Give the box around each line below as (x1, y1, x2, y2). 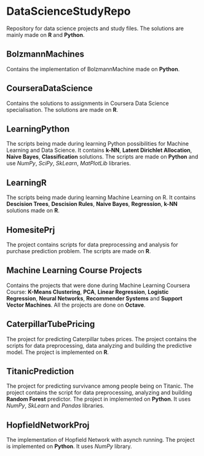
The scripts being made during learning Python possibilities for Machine (6, 140, 189, 147)
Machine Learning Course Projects (6, 265, 143, 276)
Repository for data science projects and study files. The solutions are (6, 25, 184, 32)
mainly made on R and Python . (6, 31, 85, 38)
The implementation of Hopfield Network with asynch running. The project (6, 436, 195, 444)
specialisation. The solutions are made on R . (6, 106, 119, 113)
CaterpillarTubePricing (6, 319, 95, 329)
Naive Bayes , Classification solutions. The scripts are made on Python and (6, 153, 198, 160)
